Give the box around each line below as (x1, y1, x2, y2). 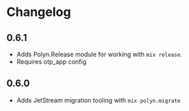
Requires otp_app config (16, 58, 87, 66)
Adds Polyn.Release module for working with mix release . (16, 50, 183, 58)
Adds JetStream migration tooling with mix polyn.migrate (16, 96, 181, 104)
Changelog (6, 4, 71, 20)
